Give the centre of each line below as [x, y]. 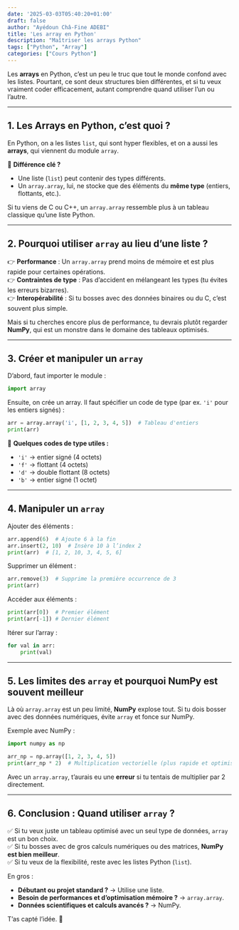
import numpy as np [36, 744]
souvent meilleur [46, 692]
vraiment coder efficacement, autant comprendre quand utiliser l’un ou [111, 89]
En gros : [21, 876]
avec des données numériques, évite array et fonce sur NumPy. [101, 717]
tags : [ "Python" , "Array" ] [47, 47]
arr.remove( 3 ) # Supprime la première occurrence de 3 [92, 579]
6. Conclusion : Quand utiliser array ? [91, 813]
